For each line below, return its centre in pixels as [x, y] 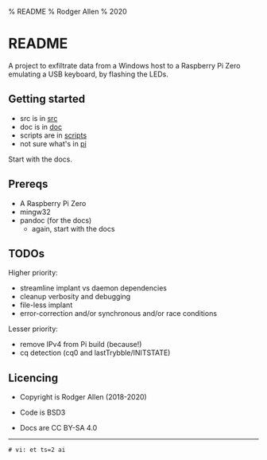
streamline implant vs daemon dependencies [93, 288]
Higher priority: [33, 273]
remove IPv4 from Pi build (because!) [81, 345]
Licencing [33, 378]
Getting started [47, 99]
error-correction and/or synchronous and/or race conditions [118, 314]
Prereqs [28, 184]
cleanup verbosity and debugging [75, 297]
